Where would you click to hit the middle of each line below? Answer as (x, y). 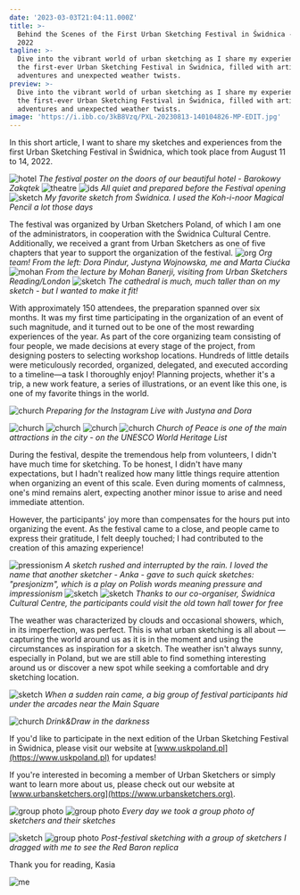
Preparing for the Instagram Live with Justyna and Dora (149, 410)
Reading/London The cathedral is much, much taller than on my (145, 281)
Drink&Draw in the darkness (98, 721)
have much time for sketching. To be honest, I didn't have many (126, 464)
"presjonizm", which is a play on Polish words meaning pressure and (136, 584)
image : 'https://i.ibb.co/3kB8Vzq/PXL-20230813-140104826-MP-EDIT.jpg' (145, 117)
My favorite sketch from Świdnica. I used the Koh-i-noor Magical (164, 198)
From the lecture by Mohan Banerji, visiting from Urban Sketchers (167, 272)
